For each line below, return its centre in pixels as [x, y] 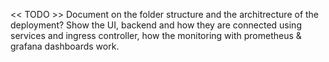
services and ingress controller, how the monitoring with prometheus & [156, 35]
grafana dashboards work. [65, 46]
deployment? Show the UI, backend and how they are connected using [156, 25]
